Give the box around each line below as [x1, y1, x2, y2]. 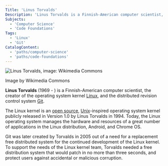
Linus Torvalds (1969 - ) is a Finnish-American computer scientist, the [5, 88, 151, 94]
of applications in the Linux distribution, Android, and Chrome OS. [5, 124, 142, 130]
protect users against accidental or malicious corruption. [5, 155, 123, 161]
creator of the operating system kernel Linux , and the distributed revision [5, 93, 157, 99]
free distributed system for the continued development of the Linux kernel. [5, 139, 160, 145]
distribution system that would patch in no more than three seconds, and [5, 149, 156, 156]
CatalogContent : [5, 45, 39, 50]
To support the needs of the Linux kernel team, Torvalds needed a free [5, 144, 152, 150]
